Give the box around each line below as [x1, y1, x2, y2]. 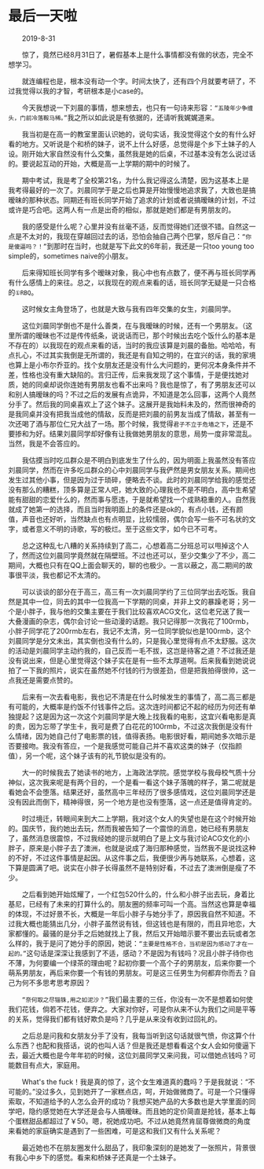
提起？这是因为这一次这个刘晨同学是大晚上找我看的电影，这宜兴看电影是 [14, 712, 249, 721]
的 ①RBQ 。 [8, 288, 38, 297]
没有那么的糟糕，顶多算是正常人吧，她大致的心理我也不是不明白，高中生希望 [8, 485, 256, 494]
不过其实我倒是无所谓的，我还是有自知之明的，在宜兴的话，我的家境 [35, 350, 256, 360]
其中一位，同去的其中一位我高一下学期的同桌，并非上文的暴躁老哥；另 [21, 596, 249, 606]
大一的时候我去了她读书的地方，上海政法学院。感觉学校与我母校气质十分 [22, 768, 256, 777]
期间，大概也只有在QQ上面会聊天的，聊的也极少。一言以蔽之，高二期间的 [8, 560, 246, 570]
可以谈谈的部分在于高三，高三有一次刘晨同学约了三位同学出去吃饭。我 [22, 587, 249, 596]
